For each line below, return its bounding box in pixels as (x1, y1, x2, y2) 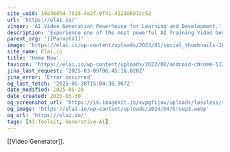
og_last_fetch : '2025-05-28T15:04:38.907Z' (7, 80, 133, 87)
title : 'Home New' (7, 55, 60, 62)
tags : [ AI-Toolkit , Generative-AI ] (7, 118, 109, 125)
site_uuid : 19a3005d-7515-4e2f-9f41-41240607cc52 (7, 10, 152, 17)
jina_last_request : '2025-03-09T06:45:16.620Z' (7, 67, 146, 74)
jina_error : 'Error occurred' (7, 73, 94, 81)
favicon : (7, 61, 32, 68)
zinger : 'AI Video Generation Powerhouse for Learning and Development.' (7, 23, 222, 29)
